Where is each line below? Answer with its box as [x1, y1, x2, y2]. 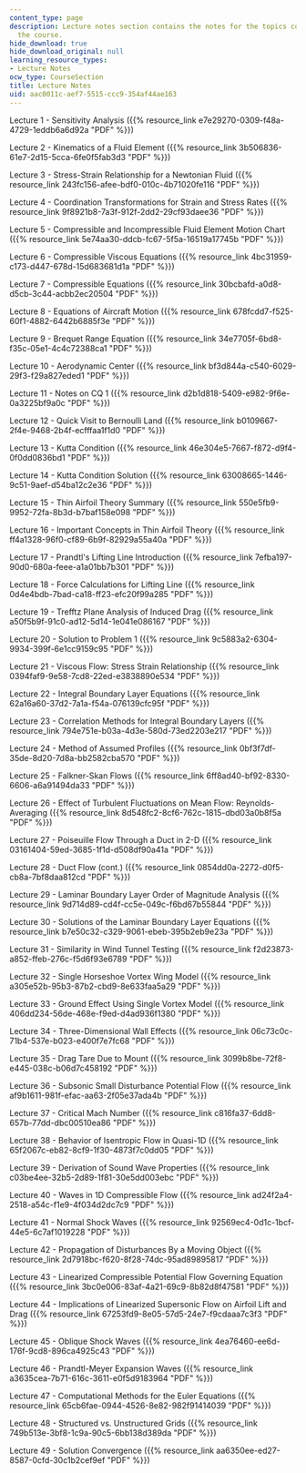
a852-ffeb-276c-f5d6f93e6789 [9, 953, 127, 964]
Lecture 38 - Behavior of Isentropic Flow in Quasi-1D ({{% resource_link [9, 1134, 280, 1145]
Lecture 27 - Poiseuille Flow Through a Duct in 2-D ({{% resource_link [9, 834, 272, 845]
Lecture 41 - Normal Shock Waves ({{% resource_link [9, 1216, 209, 1227]
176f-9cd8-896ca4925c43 [9, 1345, 110, 1356]
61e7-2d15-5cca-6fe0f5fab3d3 [9, 151, 126, 162]
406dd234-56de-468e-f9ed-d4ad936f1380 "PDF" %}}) [9, 1008, 221, 1019]
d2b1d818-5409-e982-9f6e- [182, 388, 291, 399]
